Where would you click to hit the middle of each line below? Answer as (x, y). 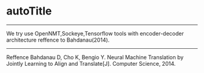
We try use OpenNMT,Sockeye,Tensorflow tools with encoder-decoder (95, 33)
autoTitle (29, 11)
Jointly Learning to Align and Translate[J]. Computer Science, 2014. (91, 63)
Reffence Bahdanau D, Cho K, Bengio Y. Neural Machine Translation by (95, 57)
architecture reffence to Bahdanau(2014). (58, 40)
